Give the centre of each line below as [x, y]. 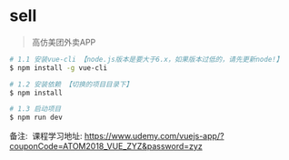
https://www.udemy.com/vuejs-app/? [154, 136]
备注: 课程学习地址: [46, 136]
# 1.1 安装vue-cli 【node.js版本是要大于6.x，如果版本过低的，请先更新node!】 [146, 59]
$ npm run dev [36, 118]
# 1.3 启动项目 [35, 109]
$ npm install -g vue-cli [58, 68]
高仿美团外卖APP [64, 42]
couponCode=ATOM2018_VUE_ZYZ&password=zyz [106, 146]
